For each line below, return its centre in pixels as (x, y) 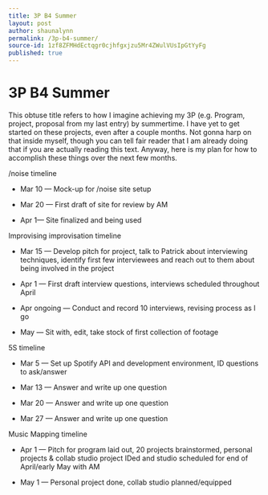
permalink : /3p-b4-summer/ (53, 38)
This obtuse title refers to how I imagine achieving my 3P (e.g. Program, (127, 115)
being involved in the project (67, 268)
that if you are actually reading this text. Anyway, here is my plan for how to (133, 149)
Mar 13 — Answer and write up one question (93, 387)
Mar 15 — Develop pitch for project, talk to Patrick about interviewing (134, 251)
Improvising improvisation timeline (65, 235)
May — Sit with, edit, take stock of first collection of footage (119, 332)
